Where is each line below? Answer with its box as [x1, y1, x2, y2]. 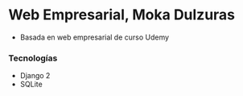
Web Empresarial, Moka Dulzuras [8, 6, 236, 24]
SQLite [19, 79, 43, 90]
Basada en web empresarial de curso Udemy [19, 32, 170, 42]
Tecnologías [8, 52, 58, 64]
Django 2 [19, 71, 51, 81]
